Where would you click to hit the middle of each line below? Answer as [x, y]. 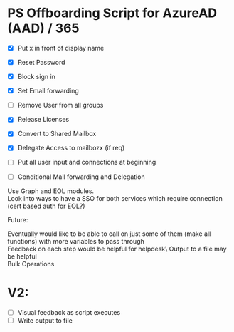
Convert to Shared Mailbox [57, 134]
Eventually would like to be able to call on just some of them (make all [109, 234]
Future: [18, 219]
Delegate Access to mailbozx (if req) [71, 148]
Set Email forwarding [48, 91]
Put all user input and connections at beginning [87, 162]
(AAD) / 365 [43, 28]
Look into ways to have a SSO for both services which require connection [115, 198]
